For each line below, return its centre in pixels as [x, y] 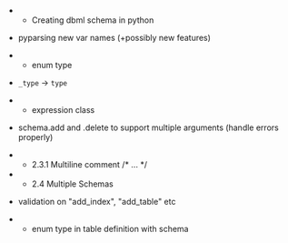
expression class [63, 110]
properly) [35, 137]
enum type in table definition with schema [110, 229]
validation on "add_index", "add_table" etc [97, 202]
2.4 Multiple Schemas [72, 184]
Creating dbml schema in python [93, 20]
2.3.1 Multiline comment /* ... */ [89, 164]
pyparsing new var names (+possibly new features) [114, 38]
